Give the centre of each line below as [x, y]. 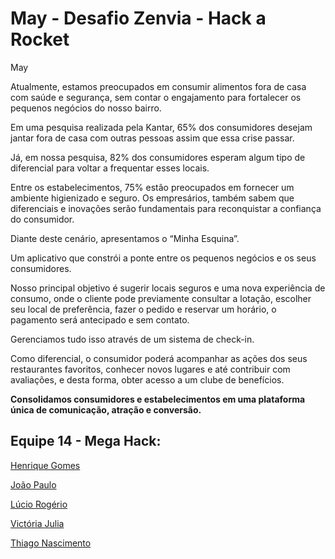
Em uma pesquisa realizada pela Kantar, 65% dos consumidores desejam [161, 127]
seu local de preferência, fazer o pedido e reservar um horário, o [143, 309]
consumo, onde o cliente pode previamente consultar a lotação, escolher [161, 298]
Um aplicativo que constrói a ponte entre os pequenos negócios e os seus [163, 258]
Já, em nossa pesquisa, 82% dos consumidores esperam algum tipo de [158, 157]
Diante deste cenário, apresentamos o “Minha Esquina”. [125, 238]
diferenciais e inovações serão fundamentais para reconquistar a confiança [166, 208]
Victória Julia [37, 523]
